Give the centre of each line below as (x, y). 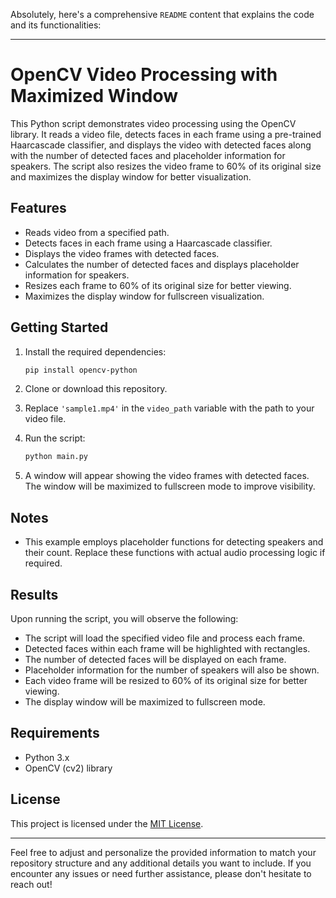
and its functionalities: (56, 25)
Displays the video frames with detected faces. (122, 253)
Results (34, 594)
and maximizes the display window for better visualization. (131, 176)
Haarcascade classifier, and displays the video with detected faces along (161, 145)
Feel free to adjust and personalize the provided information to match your (163, 852)
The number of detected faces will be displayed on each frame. (155, 659)
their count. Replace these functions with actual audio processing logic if (175, 553)
